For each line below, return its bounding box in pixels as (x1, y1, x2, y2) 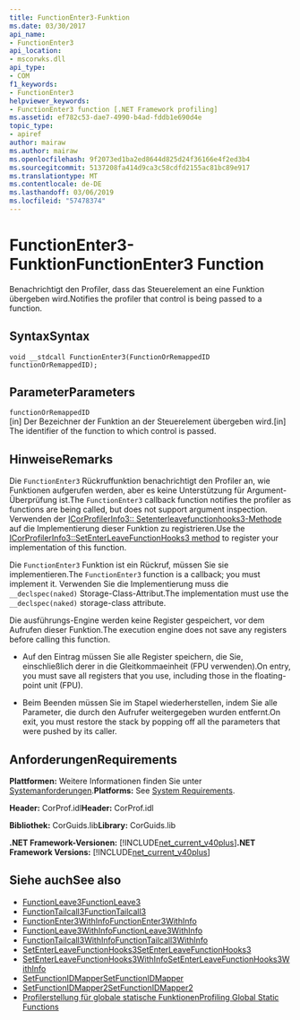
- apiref (9, 130, 42, 139)
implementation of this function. (9, 542, 127, 553)
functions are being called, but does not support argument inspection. (9, 504, 268, 515)
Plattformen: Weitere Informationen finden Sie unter (9, 776, 202, 787)
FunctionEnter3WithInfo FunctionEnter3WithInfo (21, 915, 197, 926)
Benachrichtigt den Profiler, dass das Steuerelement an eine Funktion (9, 283, 265, 294)
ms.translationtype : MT (9, 171, 99, 180)
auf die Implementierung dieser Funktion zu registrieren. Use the (9, 523, 245, 534)
